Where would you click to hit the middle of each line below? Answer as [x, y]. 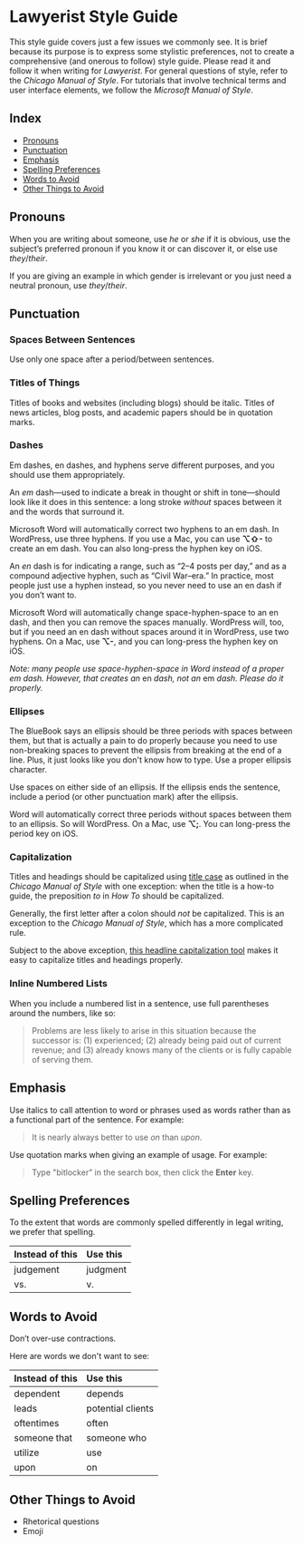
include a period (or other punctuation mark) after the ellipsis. [124, 797]
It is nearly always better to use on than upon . [117, 1137]
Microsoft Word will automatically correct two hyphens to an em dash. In [144, 529]
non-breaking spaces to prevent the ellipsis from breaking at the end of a [146, 751]
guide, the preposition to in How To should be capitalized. [117, 896]
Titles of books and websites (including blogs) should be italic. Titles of [142, 403]
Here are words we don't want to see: [80, 1356]
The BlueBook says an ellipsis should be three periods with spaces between [151, 731]
